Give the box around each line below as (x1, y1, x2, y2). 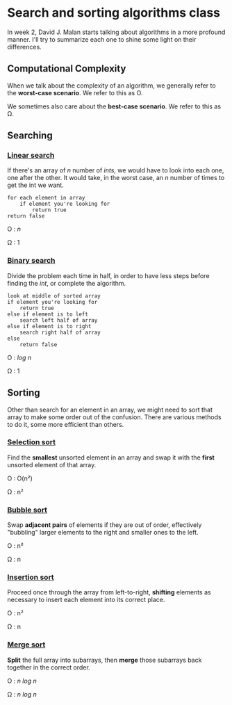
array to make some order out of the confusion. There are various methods (7, 412, 222, 421)
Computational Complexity (7, 63, 126, 74)
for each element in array (7, 195, 85, 202)
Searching (7, 130, 53, 142)
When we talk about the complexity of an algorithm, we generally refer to (7, 81, 217, 90)
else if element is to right (7, 323, 92, 330)
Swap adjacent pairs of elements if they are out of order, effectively (7, 521, 202, 529)
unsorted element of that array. (7, 460, 97, 469)
